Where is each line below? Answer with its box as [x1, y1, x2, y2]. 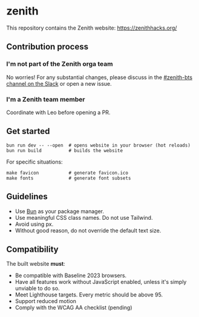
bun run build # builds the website [6, 147, 123, 153]
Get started [6, 126, 50, 136]
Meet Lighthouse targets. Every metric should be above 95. [15, 291, 163, 298]
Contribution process [6, 42, 89, 52]
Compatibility [6, 244, 59, 254]
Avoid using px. [15, 220, 54, 228]
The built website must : [6, 260, 65, 267]
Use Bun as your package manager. [15, 207, 105, 215]
